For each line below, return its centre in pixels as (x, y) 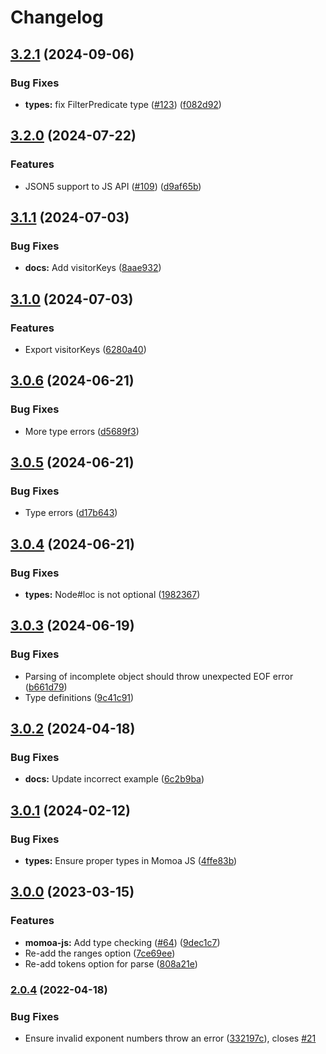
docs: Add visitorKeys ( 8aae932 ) (93, 268)
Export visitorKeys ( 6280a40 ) (85, 349)
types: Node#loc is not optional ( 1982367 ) (112, 594)
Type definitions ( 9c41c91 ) (79, 697)
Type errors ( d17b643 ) (71, 513)
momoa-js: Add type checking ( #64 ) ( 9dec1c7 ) (122, 942)
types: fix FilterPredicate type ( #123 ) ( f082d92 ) (123, 104)
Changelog (57, 17)
